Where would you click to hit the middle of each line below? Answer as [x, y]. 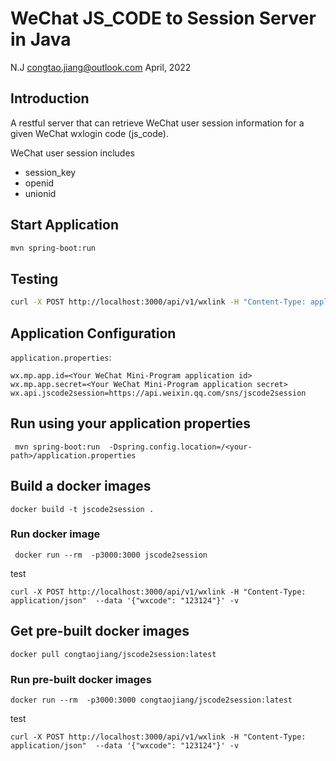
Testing [34, 278]
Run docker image [55, 534]
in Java [41, 39]
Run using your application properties [131, 423]
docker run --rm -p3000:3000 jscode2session [111, 555]
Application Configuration [93, 333]
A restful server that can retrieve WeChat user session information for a [157, 123]
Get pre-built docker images [100, 631]
